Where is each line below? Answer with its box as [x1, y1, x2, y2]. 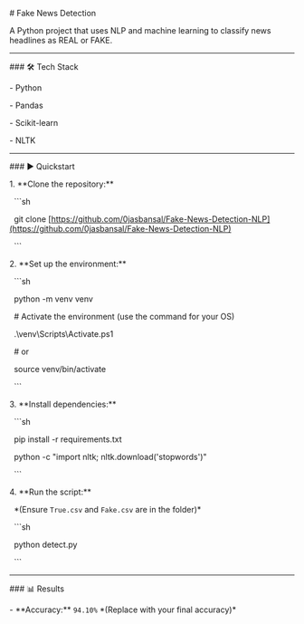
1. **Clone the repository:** [9, 178, 115, 189]
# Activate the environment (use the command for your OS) [13, 312, 235, 322]
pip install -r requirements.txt [13, 434, 122, 445]
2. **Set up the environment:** [9, 258, 127, 269]
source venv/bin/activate [13, 364, 107, 374]
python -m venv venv [13, 293, 93, 304]
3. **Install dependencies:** [9, 398, 117, 409]
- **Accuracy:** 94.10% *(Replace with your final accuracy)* [9, 604, 237, 615]
